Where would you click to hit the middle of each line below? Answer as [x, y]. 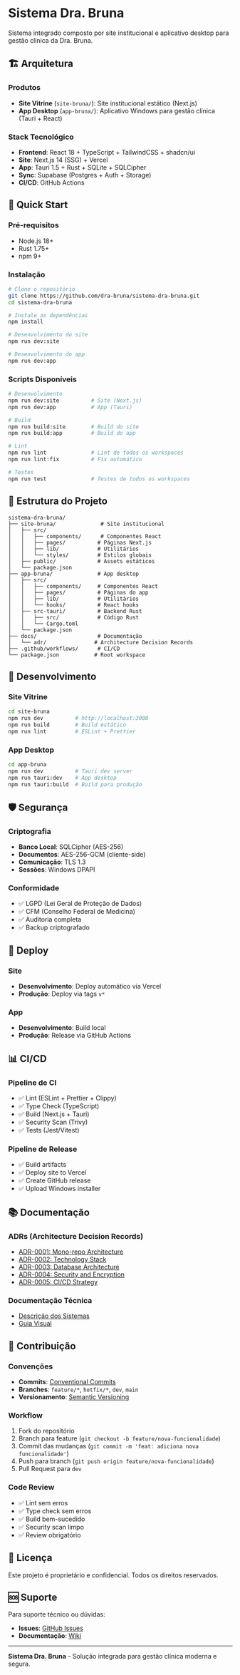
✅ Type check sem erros [55, 1511]
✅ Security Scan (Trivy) [53, 1122]
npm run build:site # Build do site [74, 427]
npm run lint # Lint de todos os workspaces [96, 453]
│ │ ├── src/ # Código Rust [74, 617]
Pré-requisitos [33, 225]
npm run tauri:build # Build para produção [75, 784]
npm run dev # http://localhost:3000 [78, 718]
